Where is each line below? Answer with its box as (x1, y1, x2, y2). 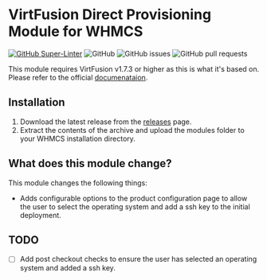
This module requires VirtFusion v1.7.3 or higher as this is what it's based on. (8, 64, 260, 73)
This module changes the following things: (8, 177, 147, 188)
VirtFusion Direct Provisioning (8, 6, 212, 24)
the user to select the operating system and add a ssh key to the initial (19, 201, 251, 212)
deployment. (19, 210, 61, 220)
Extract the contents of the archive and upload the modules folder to (19, 125, 245, 134)
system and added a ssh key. (19, 263, 116, 273)
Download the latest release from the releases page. (19, 117, 192, 126)
